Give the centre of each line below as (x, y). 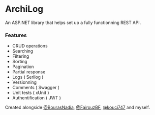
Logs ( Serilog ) (28, 77)
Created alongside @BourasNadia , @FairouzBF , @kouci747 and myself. (77, 107)
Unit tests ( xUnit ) (31, 93)
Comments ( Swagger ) (36, 88)
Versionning (24, 82)
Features (16, 35)
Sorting (20, 62)
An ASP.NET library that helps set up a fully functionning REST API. (73, 23)
